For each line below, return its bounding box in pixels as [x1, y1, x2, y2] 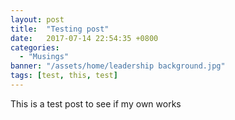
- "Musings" [19, 52, 70, 62]
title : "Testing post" [10, 24, 110, 34]
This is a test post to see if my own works [10, 97, 182, 110]
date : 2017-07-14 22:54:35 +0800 [10, 33, 159, 43]
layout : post [10, 14, 65, 25]
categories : [10, 42, 60, 53]
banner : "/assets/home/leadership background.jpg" [10, 61, 226, 71]
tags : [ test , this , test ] [10, 71, 118, 81]
